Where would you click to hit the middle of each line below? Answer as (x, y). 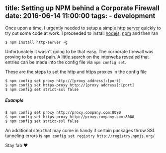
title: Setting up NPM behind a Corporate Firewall (83, 8)
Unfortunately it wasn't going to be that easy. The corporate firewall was (79, 51)
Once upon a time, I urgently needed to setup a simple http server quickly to (83, 28)
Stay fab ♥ (17, 145)
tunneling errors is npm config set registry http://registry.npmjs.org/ (80, 136)
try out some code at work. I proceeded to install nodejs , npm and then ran (82, 33)
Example (14, 100)
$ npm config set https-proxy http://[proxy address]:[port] (70, 85)
